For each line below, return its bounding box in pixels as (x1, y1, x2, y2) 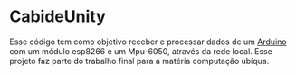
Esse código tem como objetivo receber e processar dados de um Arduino (9, 36, 287, 47)
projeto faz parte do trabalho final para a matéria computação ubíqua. (9, 55, 270, 66)
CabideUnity (9, 6, 106, 27)
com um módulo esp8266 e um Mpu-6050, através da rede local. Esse (9, 45, 273, 56)
